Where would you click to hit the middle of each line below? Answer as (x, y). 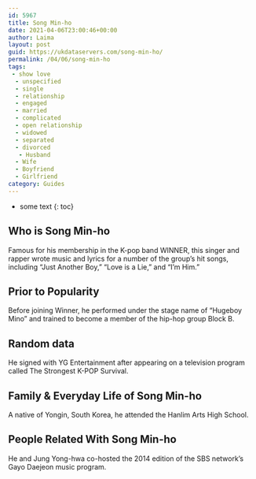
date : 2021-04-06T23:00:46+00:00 (63, 30)
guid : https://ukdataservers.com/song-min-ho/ (86, 52)
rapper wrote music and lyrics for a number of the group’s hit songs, (119, 258)
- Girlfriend (37, 177)
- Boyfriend (35, 169)
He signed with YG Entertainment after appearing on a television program (127, 362)
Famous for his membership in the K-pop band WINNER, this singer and (124, 250)
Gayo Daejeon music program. (57, 466)
